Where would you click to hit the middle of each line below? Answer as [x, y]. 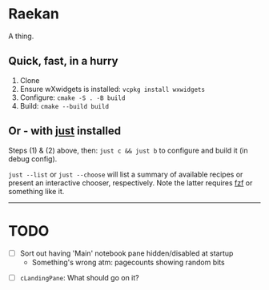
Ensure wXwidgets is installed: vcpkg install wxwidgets [112, 89]
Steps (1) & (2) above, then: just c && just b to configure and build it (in [128, 150]
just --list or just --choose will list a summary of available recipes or [126, 174]
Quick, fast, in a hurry [63, 61]
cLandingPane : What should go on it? [80, 277]
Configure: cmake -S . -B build [72, 97]
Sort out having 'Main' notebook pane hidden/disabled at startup [126, 253]
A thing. [21, 36]
